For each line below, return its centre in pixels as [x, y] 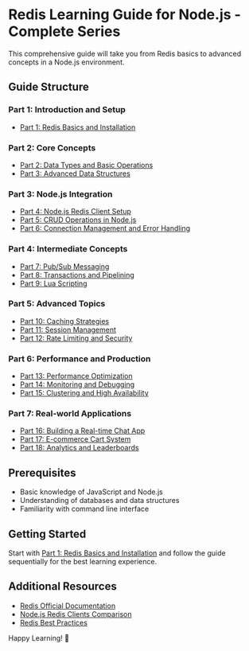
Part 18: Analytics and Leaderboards [79, 448]
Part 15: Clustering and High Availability [84, 393]
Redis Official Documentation [68, 606]
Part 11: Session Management [68, 329]
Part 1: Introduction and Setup [67, 110]
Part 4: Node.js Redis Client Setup [75, 212]
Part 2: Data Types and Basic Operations [86, 165]
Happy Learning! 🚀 [39, 637]
